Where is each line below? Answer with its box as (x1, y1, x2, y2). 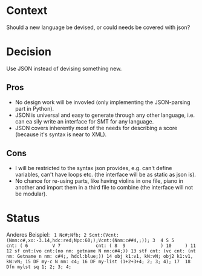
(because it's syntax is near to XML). (15, 131, 107, 138)
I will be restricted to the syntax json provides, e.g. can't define (15, 164, 172, 171)
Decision (6, 45, 51, 59)
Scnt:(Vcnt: (89, 232, 119, 238)
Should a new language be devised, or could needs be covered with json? (6, 24, 191, 31)
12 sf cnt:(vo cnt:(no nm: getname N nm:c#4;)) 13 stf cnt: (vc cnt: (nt (6, 248, 197, 254)
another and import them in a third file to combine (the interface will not (15, 183, 194, 191)
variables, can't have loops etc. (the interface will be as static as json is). (15, 171, 197, 178)
